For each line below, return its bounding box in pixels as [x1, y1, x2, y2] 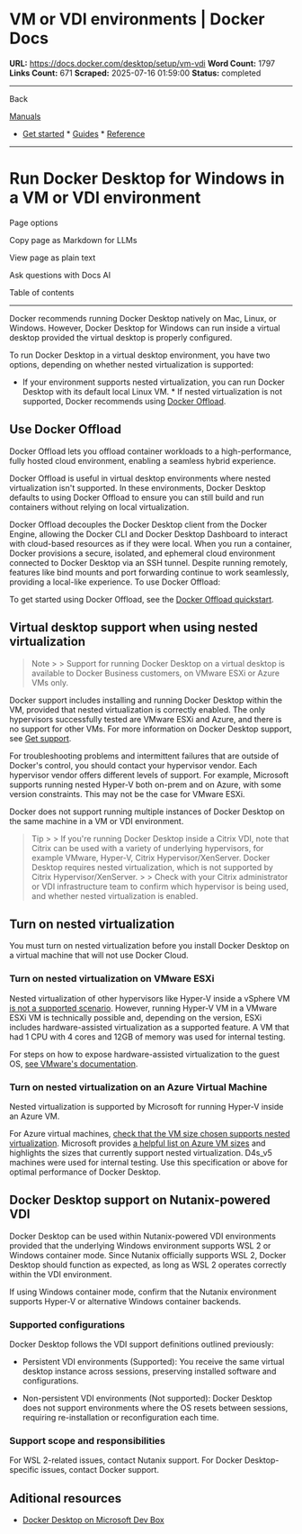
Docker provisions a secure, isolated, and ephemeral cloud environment [9, 548, 276, 558]
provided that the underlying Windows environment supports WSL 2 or [9, 1239, 271, 1251]
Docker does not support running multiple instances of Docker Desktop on [9, 806, 285, 817]
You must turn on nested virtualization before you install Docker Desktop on [9, 940, 290, 951]
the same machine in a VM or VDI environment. [9, 815, 184, 826]
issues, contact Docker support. [40, 1465, 160, 1475]
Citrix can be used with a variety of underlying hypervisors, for [31, 842, 264, 853]
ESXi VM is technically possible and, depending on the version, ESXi [9, 1012, 262, 1022]
